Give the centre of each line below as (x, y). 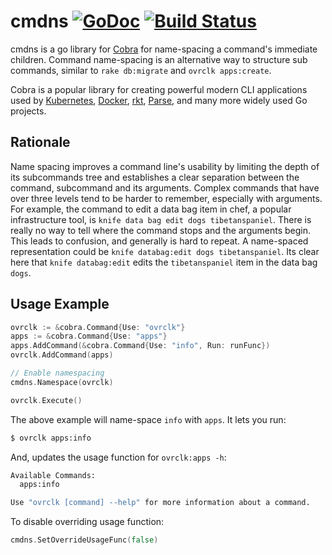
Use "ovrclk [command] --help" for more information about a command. (160, 503)
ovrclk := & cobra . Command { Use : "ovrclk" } (98, 327)
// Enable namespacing (57, 373)
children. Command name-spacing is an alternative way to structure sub (159, 59)
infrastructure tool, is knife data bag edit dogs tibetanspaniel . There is (161, 219)
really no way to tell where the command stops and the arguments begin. (161, 230)
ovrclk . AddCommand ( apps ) (62, 355)
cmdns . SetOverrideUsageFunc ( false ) (84, 540)
